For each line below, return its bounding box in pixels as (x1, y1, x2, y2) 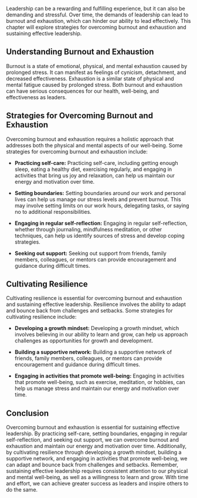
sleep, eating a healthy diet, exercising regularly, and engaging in (14, 166, 172, 173)
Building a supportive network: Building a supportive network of (14, 349, 172, 356)
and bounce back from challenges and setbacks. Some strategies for (6, 307, 173, 314)
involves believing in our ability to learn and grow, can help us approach (14, 331, 188, 338)
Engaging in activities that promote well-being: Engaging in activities (14, 372, 185, 379)
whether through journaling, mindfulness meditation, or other (14, 226, 162, 233)
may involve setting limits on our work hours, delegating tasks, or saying (14, 202, 189, 209)
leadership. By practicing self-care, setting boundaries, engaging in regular (6, 430, 188, 437)
